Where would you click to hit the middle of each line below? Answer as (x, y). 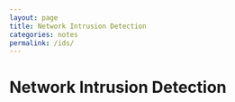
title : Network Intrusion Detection (78, 26)
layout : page (34, 18)
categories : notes (44, 34)
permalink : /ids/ (42, 43)
